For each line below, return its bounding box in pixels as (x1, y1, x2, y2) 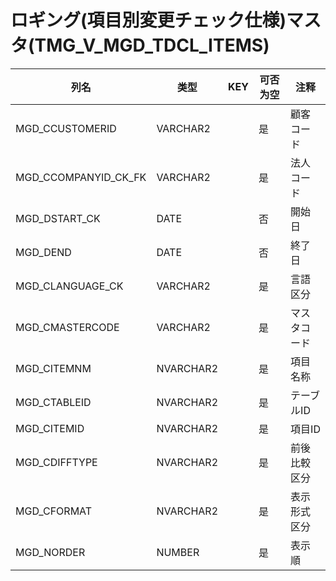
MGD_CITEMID (15, 421, 85, 435)
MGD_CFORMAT (15, 504, 93, 518)
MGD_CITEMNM (15, 361, 92, 375)
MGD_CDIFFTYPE (15, 455, 98, 469)
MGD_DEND (15, 245, 72, 259)
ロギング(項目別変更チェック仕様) (10, 9, 287, 32)
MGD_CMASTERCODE (15, 320, 120, 334)
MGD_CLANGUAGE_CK (15, 279, 124, 293)
